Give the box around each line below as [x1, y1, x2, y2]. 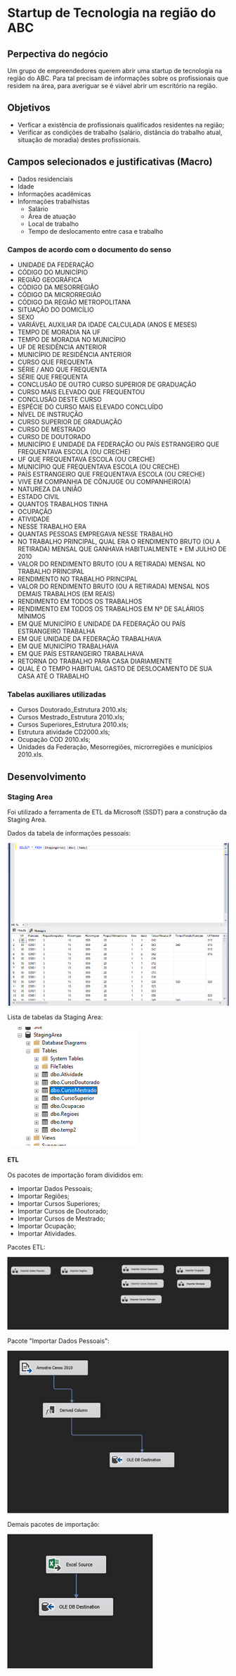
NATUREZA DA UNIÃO [17, 484, 82, 493]
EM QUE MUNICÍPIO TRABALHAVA [17, 642, 119, 650]
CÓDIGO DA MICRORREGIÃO [17, 290, 102, 298]
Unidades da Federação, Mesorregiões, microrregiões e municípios [17, 743, 213, 751]
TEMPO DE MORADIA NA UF [17, 327, 101, 336]
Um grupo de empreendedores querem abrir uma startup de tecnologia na [7, 67, 223, 75]
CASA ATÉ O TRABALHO [17, 672, 90, 680]
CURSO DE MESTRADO [17, 424, 86, 434]
